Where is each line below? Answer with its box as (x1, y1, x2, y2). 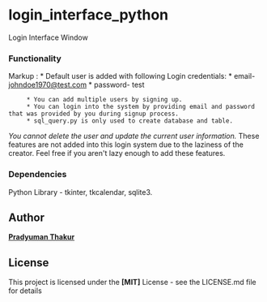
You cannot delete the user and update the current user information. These (8, 132, 260, 141)
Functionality (8, 53, 62, 64)
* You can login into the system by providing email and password (26, 103, 255, 111)
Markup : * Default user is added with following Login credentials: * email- (8, 71, 256, 81)
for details (8, 286, 42, 296)
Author (8, 210, 44, 224)
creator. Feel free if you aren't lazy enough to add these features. (8, 149, 226, 158)
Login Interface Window (8, 32, 89, 42)
